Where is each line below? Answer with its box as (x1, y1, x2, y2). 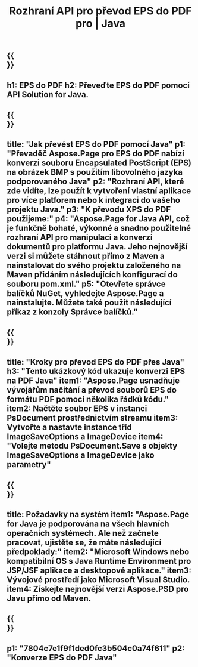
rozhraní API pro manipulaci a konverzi (7, 233, 153, 243)
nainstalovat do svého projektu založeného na (7, 261, 181, 271)
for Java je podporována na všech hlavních (7, 518, 169, 529)
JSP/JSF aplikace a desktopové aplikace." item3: (7, 565, 192, 575)
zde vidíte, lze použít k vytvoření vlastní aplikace (7, 186, 191, 196)
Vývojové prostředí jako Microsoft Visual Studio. (7, 575, 190, 585)
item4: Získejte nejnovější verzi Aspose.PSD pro (7, 583, 189, 594)
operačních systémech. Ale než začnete (7, 528, 159, 538)
